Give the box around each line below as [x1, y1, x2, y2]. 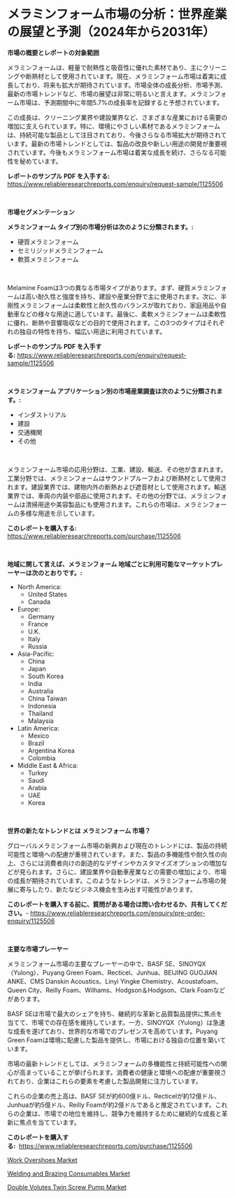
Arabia [27, 783, 48, 792]
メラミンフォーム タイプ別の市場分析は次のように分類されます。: [7, 222, 194, 231]
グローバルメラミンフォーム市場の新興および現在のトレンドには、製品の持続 [7, 841, 228, 850]
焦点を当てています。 [19, 1118, 80, 1127]
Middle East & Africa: [17, 761, 78, 769]
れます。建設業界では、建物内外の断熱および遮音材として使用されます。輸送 [7, 483, 227, 491]
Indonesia [27, 701, 57, 710]
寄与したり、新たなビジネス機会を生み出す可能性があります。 [19, 885, 197, 893]
